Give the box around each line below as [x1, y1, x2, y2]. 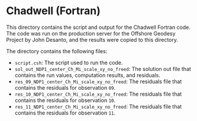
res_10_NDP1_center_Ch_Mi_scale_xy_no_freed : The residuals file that [14, 90, 182, 97]
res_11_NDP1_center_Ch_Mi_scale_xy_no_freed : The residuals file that [14, 103, 182, 110]
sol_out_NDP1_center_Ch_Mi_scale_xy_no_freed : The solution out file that [14, 65, 191, 72]
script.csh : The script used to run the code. [14, 59, 123, 66]
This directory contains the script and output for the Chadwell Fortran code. [6, 24, 191, 31]
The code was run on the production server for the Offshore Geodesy [6, 30, 176, 37]
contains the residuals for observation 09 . [14, 84, 116, 91]
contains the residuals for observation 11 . [14, 109, 116, 116]
